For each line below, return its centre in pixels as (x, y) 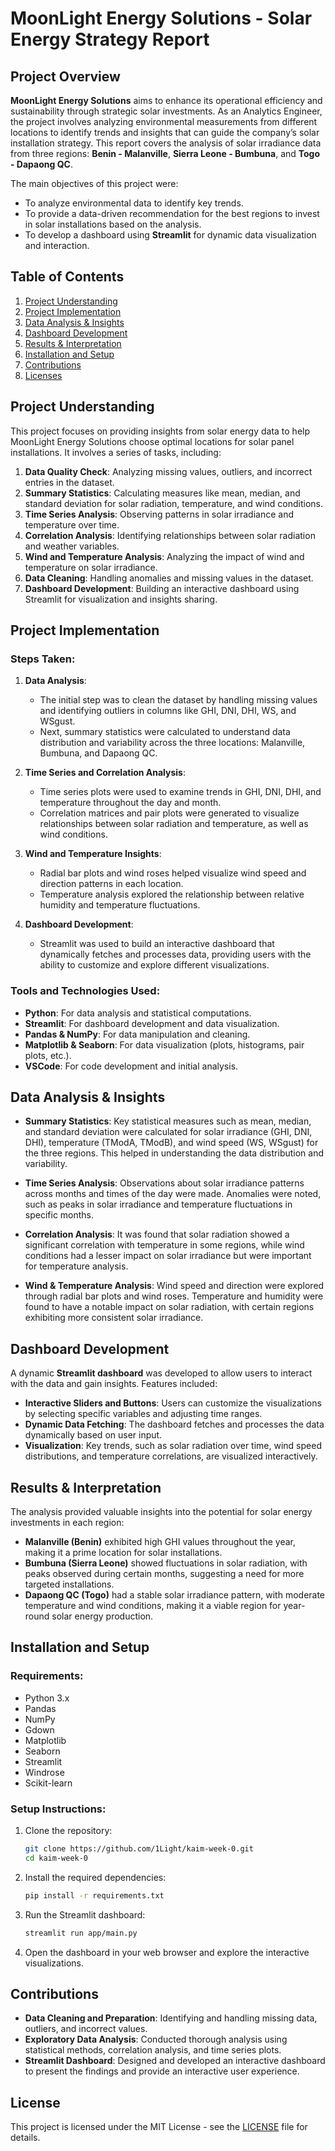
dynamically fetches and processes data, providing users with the (175, 954)
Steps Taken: (43, 659)
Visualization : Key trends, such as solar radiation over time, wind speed (173, 1446)
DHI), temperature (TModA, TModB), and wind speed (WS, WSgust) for (171, 1143)
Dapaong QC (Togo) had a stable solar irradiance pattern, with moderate (175, 1595)
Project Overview (65, 76)
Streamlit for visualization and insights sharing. (121, 599)
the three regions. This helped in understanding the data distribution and (174, 1153)
